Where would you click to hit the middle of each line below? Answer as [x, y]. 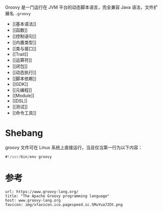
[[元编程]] [22, 90]
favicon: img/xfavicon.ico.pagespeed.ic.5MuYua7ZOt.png [64, 205]
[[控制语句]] [24, 36]
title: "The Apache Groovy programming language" [57, 196]
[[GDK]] [20, 84]
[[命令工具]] [24, 113]
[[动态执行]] [24, 72]
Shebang [24, 133]
